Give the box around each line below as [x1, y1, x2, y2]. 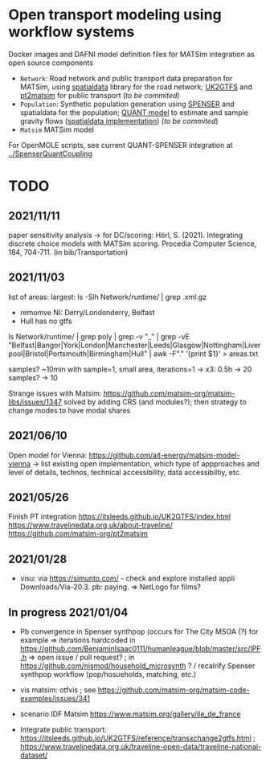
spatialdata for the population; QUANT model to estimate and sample [19, 107, 249, 117]
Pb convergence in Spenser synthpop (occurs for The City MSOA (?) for [19, 627, 259, 636]
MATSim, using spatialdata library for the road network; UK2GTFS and [19, 82, 253, 92]
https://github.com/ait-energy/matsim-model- [88, 450, 240, 460]
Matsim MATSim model [19, 125, 95, 134]
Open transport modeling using [8, 6, 223, 24]
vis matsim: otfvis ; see [19, 685, 96, 695]
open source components [8, 58, 94, 68]
